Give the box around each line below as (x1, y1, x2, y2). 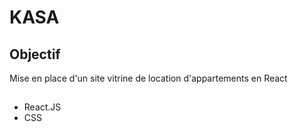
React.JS (23, 101, 62, 113)
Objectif (9, 46, 61, 63)
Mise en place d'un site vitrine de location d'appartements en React (9, 72, 288, 84)
